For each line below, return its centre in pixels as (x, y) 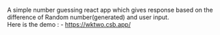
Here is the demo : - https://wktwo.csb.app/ (69, 24)
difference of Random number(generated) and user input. (88, 17)
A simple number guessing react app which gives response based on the (110, 10)
